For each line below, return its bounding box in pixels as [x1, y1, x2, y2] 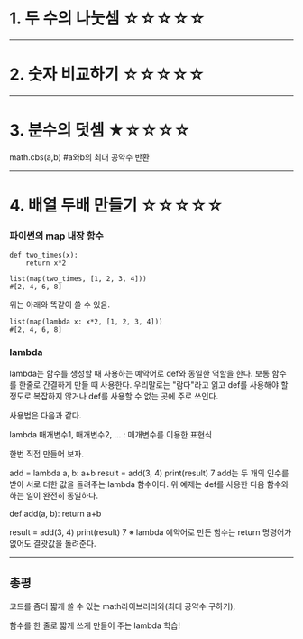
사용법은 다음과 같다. [9, 409, 82, 420]
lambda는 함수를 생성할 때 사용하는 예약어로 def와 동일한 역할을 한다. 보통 [9, 368, 271, 379]
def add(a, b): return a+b [9, 508, 102, 519]
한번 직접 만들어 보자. [9, 448, 84, 459]
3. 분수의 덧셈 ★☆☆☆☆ [9, 120, 191, 141]
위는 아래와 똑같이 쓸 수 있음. [9, 299, 111, 310]
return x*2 [25, 258, 67, 268]
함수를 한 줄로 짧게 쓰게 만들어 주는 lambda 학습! [9, 620, 181, 631]
